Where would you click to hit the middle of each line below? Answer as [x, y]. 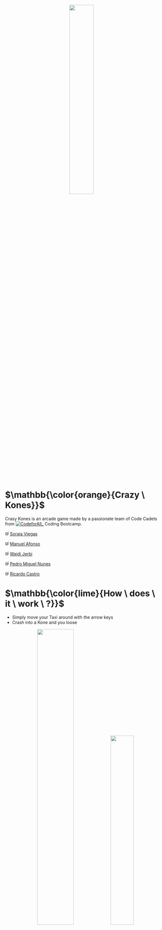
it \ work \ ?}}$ [35, 604]
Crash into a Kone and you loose [45, 622]
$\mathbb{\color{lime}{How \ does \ [80, 594]
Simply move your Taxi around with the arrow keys [63, 617]
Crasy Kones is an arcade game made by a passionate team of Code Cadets [81, 519]
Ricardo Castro [25, 574]
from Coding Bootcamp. [44, 523]
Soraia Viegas [24, 534]
